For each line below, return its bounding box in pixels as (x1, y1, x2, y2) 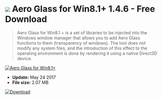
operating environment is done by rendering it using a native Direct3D (17, 50, 158, 56)
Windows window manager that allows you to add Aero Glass (17, 35, 141, 41)
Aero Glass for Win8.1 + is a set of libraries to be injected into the (17, 30, 147, 35)
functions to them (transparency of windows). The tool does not (17, 40, 146, 46)
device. (17, 55, 32, 61)
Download (5, 14, 47, 25)
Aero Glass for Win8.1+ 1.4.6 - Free (12, 3, 155, 15)
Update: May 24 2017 (12, 74, 56, 80)
